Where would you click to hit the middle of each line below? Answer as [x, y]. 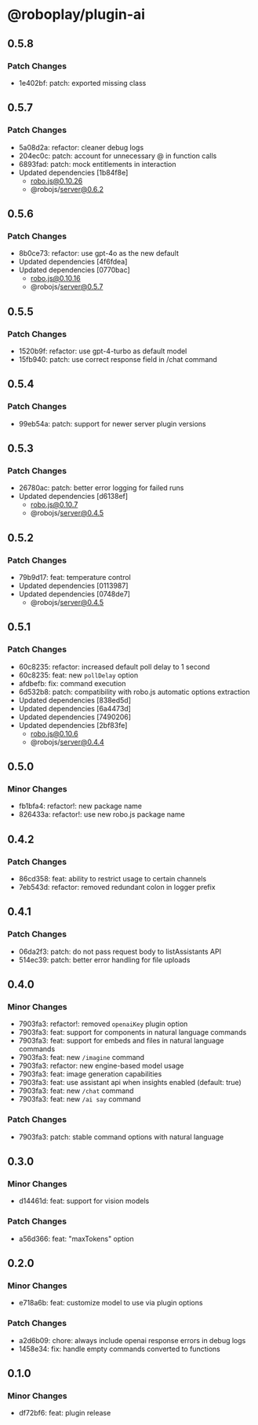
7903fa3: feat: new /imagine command [82, 1058]
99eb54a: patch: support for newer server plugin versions [112, 423]
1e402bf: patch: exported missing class [82, 83]
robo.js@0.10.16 [55, 279]
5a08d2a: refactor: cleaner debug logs [81, 147]
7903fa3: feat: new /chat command [76, 1091]
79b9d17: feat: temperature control [74, 577]
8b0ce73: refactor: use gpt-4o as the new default [99, 253]
